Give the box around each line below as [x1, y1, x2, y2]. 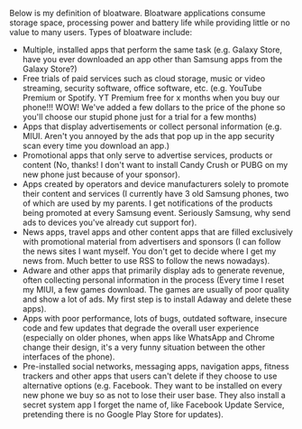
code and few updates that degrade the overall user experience [22, 322, 260, 333]
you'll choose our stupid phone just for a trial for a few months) [22, 112, 257, 122]
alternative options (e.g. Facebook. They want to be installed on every [22, 380, 282, 391]
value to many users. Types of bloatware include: [9, 27, 192, 37]
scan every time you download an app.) [22, 140, 169, 151]
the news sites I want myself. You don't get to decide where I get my [22, 246, 277, 256]
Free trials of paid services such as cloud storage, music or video [22, 73, 266, 84]
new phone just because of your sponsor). [22, 169, 180, 180]
